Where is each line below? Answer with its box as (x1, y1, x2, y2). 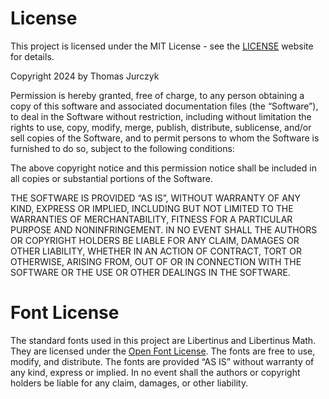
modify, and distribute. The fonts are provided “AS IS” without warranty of (10, 355, 315, 367)
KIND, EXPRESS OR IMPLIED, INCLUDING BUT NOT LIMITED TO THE (10, 202, 294, 214)
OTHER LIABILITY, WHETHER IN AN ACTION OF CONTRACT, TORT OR (10, 245, 302, 257)
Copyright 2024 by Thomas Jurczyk (10, 70, 160, 82)
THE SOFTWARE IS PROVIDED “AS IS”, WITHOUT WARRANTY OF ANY (10, 192, 301, 204)
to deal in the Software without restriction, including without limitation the (10, 110, 312, 122)
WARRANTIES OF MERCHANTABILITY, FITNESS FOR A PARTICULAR (10, 213, 293, 225)
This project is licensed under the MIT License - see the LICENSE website (10, 40, 314, 52)
